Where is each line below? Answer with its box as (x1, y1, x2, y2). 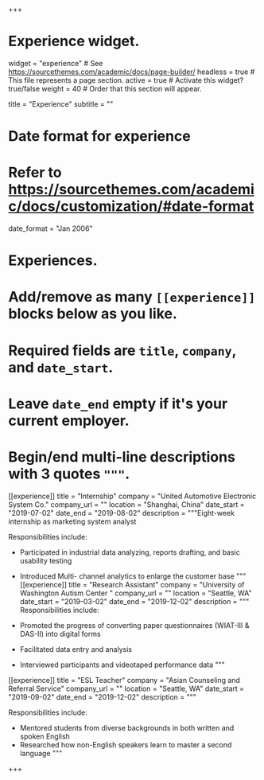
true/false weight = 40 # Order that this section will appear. (8, 84, 202, 93)
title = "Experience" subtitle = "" (8, 99, 114, 108)
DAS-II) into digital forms (19, 629, 101, 638)
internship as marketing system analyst (8, 517, 137, 526)
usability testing (19, 556, 72, 565)
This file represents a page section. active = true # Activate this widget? (8, 75, 244, 84)
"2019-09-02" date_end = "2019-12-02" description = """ (8, 692, 197, 701)
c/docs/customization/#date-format (8, 197, 254, 216)
